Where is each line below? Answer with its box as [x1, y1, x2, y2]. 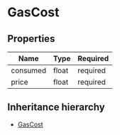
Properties [7, 33, 55, 45]
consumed [11, 65, 47, 75]
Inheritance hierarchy [7, 101, 105, 114]
